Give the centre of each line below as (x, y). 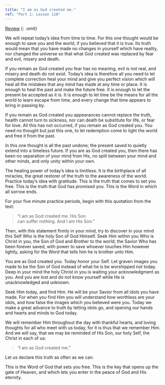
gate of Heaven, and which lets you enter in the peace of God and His (76, 372)
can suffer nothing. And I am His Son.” (56, 221)
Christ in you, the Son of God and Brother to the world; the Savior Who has (81, 241)
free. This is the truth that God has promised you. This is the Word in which (81, 186)
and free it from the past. (30, 136)
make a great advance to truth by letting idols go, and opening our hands (79, 308)
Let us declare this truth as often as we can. (49, 357)
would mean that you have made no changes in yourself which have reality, (82, 48)
